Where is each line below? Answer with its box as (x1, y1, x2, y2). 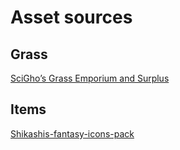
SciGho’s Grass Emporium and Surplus (10, 72, 170, 84)
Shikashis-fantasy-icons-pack (10, 127, 135, 140)
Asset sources (10, 6, 133, 29)
